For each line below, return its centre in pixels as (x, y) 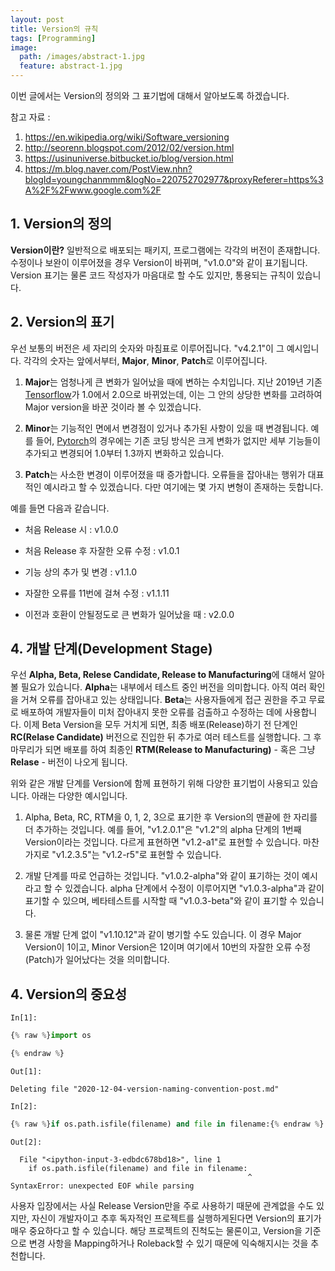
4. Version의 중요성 (68, 994)
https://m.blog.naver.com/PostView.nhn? (108, 169)
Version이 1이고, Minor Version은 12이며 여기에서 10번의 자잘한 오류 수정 (168, 947)
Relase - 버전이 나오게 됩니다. (69, 762)
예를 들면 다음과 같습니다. (60, 508)
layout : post (37, 19)
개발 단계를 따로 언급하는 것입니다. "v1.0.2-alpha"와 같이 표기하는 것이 (162, 876)
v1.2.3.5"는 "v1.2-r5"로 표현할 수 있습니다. (138, 855)
